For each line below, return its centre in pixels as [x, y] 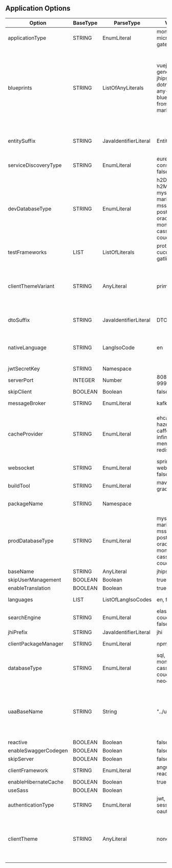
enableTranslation [29, 588]
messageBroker [27, 403]
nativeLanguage [27, 348]
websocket [21, 468]
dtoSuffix [19, 320]
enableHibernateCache [36, 782]
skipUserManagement [35, 579]
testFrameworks [27, 252]
